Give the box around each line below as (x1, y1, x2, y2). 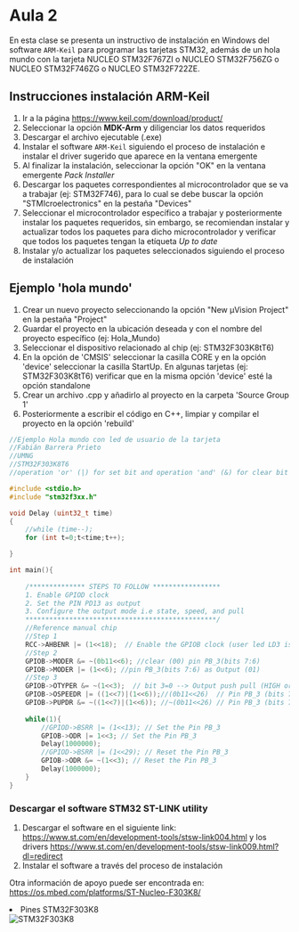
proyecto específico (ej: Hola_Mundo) (21, 332, 161, 343)
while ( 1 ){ (25, 715, 62, 724)
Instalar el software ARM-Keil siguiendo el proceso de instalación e (21, 141, 266, 151)
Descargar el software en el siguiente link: (21, 822, 177, 833)
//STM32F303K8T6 (9, 460, 69, 469)
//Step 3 (25, 674, 58, 683)
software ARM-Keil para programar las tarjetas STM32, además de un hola (9, 44, 280, 54)
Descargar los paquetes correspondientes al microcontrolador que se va (21, 179, 289, 190)
